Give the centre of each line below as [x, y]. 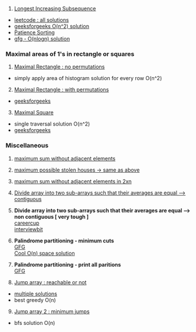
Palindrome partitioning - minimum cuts [64, 241]
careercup [27, 223]
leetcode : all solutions [41, 20]
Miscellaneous [27, 146]
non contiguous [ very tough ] [51, 216]
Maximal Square [34, 113]
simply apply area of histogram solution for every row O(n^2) [88, 78]
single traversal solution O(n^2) [52, 124]
